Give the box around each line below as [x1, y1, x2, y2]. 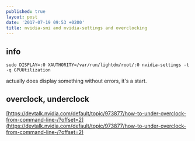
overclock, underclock [6, 94, 89, 104]
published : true [6, 8, 46, 15]
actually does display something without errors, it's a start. [6, 77, 147, 85]
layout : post [6, 14, 38, 20]
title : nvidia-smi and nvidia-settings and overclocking [6, 25, 148, 31]
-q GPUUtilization [6, 67, 51, 73]
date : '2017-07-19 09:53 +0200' [6, 19, 85, 25]
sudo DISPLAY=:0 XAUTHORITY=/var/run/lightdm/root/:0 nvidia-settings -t [6, 62, 190, 68]
